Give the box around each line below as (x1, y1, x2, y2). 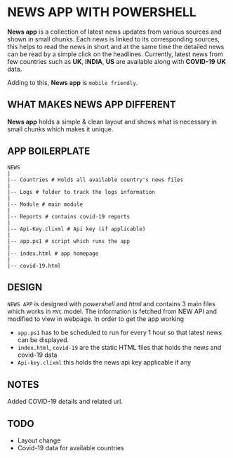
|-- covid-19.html (7, 262, 61, 269)
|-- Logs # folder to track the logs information (7, 188, 156, 195)
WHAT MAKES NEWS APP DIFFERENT (7, 99, 177, 111)
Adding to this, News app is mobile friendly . (7, 78, 138, 86)
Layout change (17, 436, 61, 445)
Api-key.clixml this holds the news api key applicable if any (17, 358, 192, 367)
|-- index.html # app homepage (7, 250, 99, 257)
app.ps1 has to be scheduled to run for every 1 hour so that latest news (17, 328, 222, 337)
